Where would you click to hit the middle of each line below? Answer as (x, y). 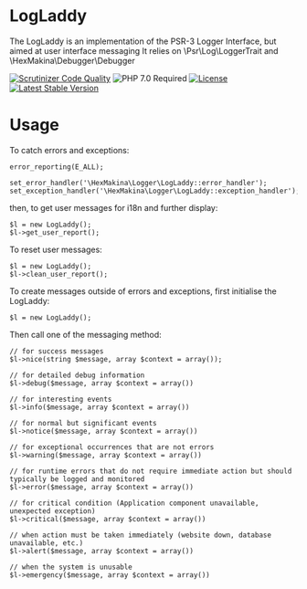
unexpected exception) (53, 511)
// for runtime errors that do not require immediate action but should (151, 471)
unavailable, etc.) (47, 543)
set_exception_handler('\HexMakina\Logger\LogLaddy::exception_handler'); (155, 191)
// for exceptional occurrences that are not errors (112, 447)
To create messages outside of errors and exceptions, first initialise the (143, 291)
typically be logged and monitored (77, 479)
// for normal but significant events (83, 423)
